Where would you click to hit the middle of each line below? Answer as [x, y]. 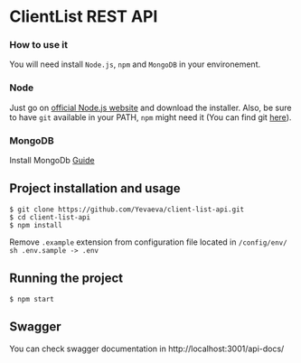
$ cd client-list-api [50, 217]
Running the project [66, 279]
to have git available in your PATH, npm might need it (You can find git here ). [150, 117]
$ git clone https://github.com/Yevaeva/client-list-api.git [127, 209]
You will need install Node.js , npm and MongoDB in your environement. [135, 64]
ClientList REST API [84, 17]
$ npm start [32, 299]
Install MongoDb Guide [52, 161]
